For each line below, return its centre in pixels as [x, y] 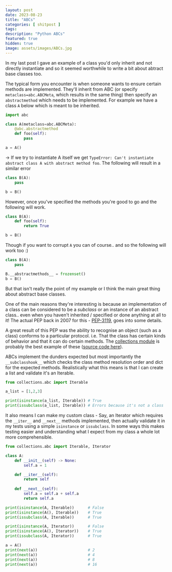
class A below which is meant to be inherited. [53, 105]
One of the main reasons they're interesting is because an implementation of [86, 304]
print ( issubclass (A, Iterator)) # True [53, 536]
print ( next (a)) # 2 [50, 550]
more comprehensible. [29, 437]
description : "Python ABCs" [35, 34]
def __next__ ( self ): [36, 489]
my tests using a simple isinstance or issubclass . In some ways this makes [85, 426]
